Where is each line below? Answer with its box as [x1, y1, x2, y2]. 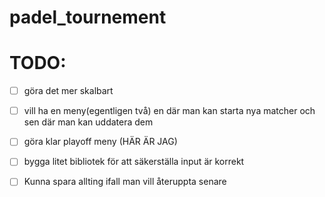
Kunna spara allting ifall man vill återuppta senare [23, 176, 227, 188]
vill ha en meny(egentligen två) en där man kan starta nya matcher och [23, 105, 316, 117]
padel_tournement [9, 6, 167, 29]
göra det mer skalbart [23, 85, 114, 97]
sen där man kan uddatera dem [23, 116, 154, 128]
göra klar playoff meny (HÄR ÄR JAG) [23, 136, 178, 148]
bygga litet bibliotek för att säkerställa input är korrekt [23, 156, 245, 168]
